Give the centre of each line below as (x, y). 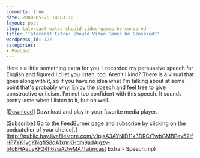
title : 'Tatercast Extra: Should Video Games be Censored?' (83, 34)
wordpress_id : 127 (29, 40)
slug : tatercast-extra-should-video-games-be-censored (76, 29)
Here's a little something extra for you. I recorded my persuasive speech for (100, 68)
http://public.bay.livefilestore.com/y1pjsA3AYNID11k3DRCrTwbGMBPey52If (101, 136)
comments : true (25, 12)
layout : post (23, 23)
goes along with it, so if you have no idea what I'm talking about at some (95, 81)
